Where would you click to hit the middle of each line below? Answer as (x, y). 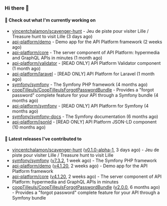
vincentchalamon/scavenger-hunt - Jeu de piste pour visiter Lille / (80, 31)
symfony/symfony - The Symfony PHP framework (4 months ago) (80, 84)
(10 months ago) (29, 127)
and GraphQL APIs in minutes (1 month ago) (57, 58)
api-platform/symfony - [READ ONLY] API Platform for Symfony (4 (80, 106)
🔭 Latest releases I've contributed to (43, 139)
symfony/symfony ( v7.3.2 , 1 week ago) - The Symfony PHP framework (84, 161)
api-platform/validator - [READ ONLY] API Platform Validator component (86, 63)
